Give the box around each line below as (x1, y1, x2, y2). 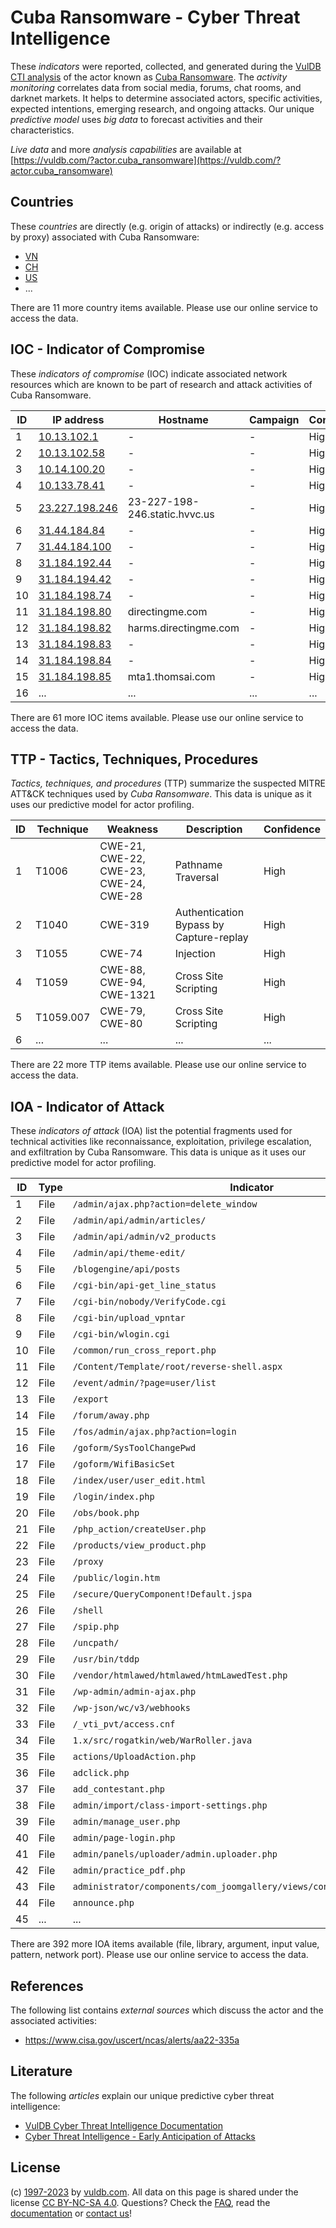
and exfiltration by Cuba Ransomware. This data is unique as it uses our (10, 1146, 307, 1158)
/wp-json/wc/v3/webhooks (72, 1702, 191, 1714)
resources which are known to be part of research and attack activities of (10, 378, 313, 390)
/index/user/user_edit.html (72, 1475, 207, 1486)
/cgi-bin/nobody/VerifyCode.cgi (72, 1296, 227, 1308)
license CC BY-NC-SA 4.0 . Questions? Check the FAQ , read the (10, 2196, 271, 2208)
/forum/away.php (72, 1410, 150, 1421)
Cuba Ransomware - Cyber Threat (10, 6, 301, 29)
